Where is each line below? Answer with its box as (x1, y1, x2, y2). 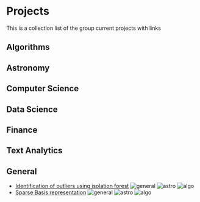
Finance (6, 125, 38, 135)
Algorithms (6, 42, 50, 52)
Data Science (6, 104, 58, 114)
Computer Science (6, 83, 79, 94)
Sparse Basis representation (15, 189, 87, 196)
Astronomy (6, 63, 50, 73)
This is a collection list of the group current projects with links (6, 24, 162, 32)
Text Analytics (6, 145, 63, 156)
